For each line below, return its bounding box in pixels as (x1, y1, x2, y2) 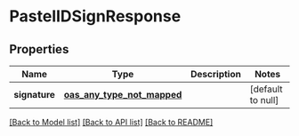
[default (249, 83, 283, 95)
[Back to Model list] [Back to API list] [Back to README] (9, 117, 214, 127)
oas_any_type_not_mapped (63, 89, 182, 100)
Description (190, 68, 242, 80)
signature (13, 89, 56, 100)
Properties (9, 42, 69, 57)
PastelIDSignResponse (9, 6, 182, 27)
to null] (249, 94, 279, 106)
